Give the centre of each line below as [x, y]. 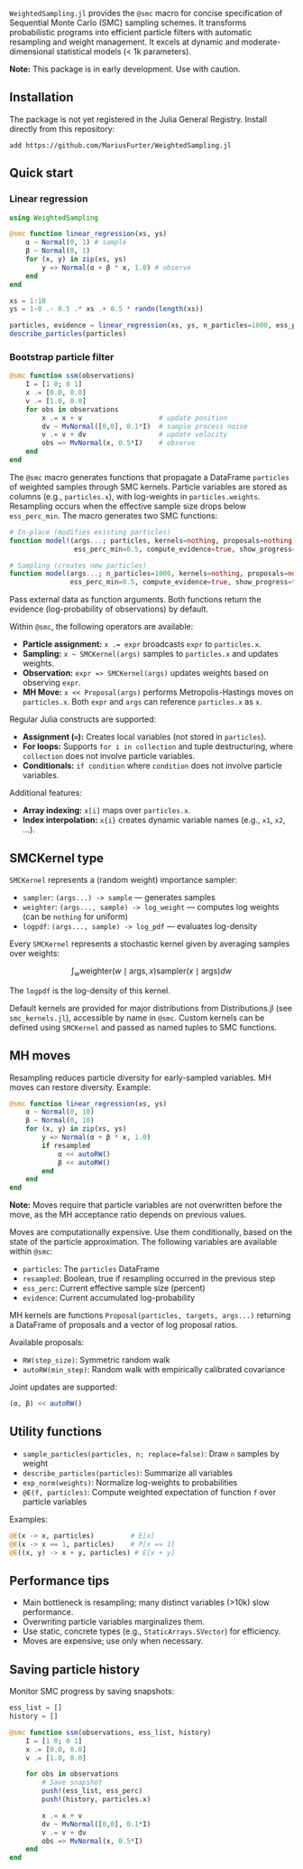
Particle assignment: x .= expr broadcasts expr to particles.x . [142, 644]
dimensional [32, 52]
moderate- [261, 42]
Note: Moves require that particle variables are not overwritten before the [146, 1205]
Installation [41, 97]
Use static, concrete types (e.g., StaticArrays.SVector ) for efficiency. [151, 1631]
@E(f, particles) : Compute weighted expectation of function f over [149, 1492]
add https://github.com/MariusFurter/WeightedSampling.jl [120, 145]
